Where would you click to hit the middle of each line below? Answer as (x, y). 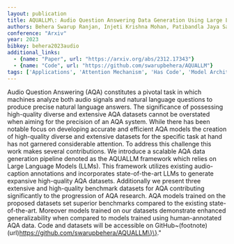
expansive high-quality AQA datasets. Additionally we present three (104, 181)
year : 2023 (23, 40)
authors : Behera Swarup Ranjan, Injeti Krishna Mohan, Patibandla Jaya (113, 26)
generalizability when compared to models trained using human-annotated (114, 218)
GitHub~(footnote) (181, 225)
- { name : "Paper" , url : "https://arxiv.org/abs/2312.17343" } (104, 59)
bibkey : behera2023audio (43, 46)
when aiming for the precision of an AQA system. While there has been (109, 121)
